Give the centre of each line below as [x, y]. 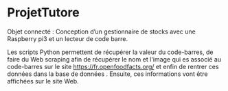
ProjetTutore [44, 13]
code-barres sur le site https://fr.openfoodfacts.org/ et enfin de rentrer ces [113, 66]
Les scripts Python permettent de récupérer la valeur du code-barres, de [110, 52]
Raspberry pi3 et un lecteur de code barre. [68, 38]
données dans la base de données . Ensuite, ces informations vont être [107, 74]
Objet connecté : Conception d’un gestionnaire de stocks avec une [101, 31]
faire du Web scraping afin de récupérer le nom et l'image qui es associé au [114, 59]
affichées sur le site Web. [43, 81]
